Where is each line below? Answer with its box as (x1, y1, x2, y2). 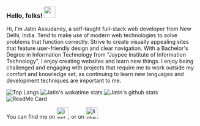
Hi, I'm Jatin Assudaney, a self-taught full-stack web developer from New (6, 25, 191, 33)
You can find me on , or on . (6, 113, 99, 121)
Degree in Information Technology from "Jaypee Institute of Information (6, 51, 187, 58)
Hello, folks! (6, 11, 43, 19)
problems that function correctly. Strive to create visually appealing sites (6, 38, 190, 46)
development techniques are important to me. (6, 77, 122, 85)
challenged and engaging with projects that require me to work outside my (6, 64, 194, 71)
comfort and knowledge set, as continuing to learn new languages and (6, 71, 185, 78)
